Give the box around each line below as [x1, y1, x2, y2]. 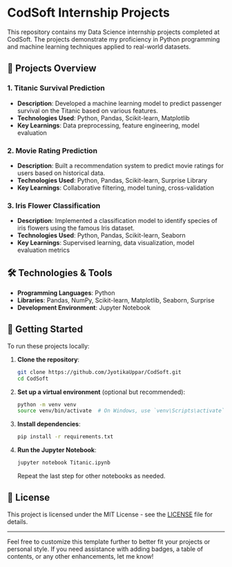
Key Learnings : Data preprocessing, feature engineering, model [17, 121, 200, 129]
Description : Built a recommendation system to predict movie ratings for [17, 161, 224, 170]
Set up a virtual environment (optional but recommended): [17, 388, 185, 396]
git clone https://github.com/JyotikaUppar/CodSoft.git [17, 368, 182, 375]
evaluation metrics [17, 246, 70, 254]
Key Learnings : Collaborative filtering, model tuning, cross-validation [17, 183, 215, 192]
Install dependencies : [17, 420, 81, 429]
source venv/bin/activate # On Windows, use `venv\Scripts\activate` [17, 407, 225, 415]
